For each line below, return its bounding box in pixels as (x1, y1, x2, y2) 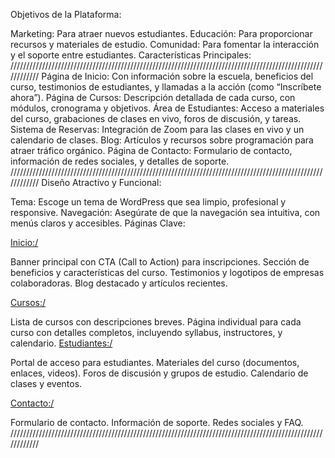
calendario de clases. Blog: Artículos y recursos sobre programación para (10, 134, 314, 146)
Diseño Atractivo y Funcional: (41, 177, 162, 188)
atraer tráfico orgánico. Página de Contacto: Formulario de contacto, (10, 145, 293, 156)
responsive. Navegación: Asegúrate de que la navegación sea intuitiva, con (10, 207, 321, 218)
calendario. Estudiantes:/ (10, 337, 113, 349)
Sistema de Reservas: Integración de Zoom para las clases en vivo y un (10, 124, 305, 135)
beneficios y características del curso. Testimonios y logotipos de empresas (10, 267, 325, 278)
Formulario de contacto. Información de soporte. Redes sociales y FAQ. (10, 417, 304, 428)
